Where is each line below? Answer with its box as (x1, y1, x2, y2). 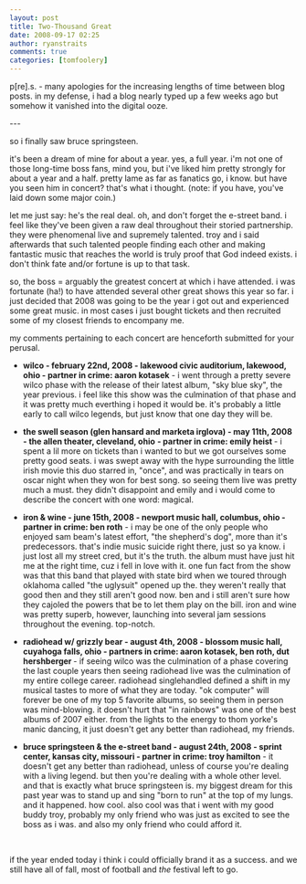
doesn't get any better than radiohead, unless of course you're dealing (22, 761, 290, 772)
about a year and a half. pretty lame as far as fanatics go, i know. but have (9, 173, 288, 184)
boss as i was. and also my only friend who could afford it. (22, 819, 242, 829)
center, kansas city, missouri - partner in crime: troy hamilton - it (22, 751, 274, 762)
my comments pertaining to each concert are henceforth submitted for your (9, 332, 295, 343)
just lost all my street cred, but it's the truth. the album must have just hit (22, 551, 295, 562)
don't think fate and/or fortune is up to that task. (9, 258, 190, 269)
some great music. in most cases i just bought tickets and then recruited (9, 305, 281, 316)
